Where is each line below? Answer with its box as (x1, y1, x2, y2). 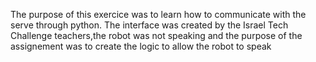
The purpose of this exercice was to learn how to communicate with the (10, 9, 307, 20)
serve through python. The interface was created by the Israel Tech (10, 19, 289, 31)
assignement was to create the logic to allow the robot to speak (10, 40, 272, 52)
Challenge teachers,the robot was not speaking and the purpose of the (10, 30, 303, 41)
